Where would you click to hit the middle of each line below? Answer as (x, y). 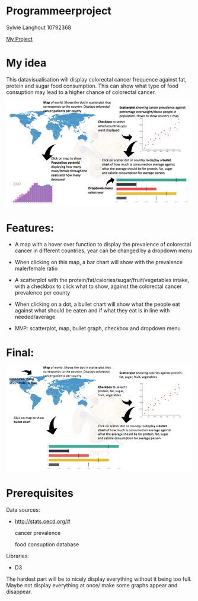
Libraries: (18, 556)
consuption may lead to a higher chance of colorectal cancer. (81, 92)
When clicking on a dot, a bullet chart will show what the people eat (97, 304)
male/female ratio (36, 268)
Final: (20, 353)
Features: (30, 228)
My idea (26, 63)
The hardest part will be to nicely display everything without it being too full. (99, 579)
